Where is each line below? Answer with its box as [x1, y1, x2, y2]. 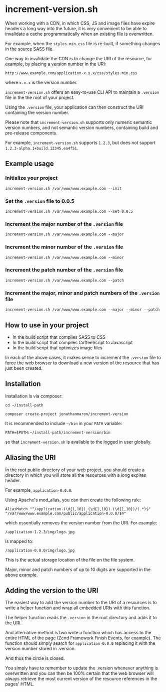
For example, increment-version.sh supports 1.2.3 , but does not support [5, 140, 156, 146]
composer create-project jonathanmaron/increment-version [5, 411, 128, 417]
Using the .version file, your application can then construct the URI [5, 104, 144, 110]
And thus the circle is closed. [5, 655, 65, 661]
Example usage [5, 160, 54, 168]
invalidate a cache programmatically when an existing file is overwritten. [5, 31, 154, 37]
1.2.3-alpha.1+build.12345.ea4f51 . [5, 145, 78, 151]
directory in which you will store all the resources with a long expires [5, 472, 146, 478]
